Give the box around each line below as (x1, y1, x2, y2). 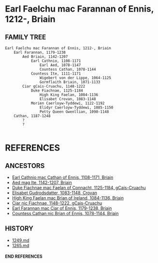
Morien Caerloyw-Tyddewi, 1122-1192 (30, 101, 105, 106)
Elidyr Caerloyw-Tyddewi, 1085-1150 (39, 105, 114, 110)
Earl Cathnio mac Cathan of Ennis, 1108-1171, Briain (12, 174, 114, 180)
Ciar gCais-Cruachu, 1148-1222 (22, 84, 86, 89)
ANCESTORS (5, 161, 45, 170)
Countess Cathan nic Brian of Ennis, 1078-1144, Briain (12, 211, 119, 216)
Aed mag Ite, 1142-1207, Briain (12, 180, 72, 185)
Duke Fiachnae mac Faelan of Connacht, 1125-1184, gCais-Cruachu (12, 185, 146, 190)
